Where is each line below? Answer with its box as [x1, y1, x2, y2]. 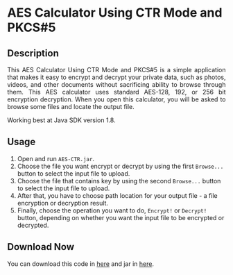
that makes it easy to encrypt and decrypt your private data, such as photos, [7, 73, 226, 81]
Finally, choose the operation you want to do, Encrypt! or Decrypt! [17, 206, 207, 215]
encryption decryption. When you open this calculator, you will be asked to [7, 95, 226, 103]
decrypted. [17, 221, 49, 229]
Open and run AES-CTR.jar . [17, 154, 95, 162]
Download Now [7, 241, 75, 253]
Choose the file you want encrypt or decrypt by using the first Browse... [17, 162, 224, 170]
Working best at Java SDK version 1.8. [7, 116, 116, 124]
